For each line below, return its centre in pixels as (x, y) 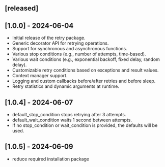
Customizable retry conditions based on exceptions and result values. (85, 70)
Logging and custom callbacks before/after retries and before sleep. (84, 81)
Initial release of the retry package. (49, 38)
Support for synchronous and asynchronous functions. (70, 49)
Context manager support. (40, 76)
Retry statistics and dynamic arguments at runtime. (65, 86)
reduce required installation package (51, 159)
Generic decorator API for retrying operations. (60, 43)
